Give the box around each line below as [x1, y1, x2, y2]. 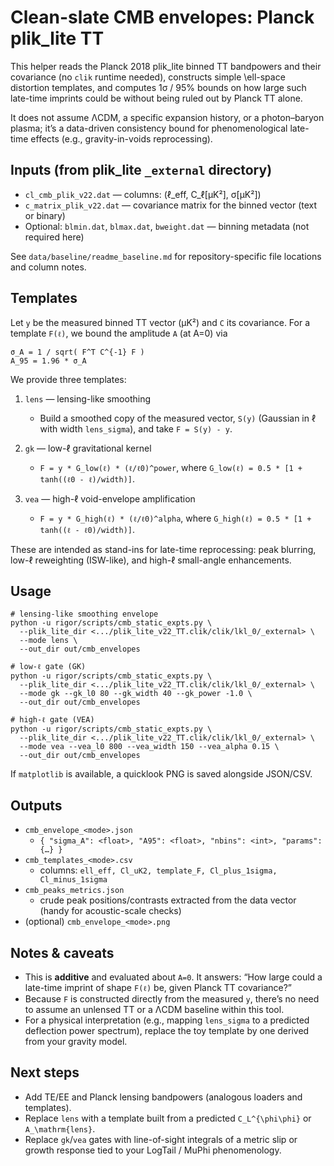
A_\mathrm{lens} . [24, 1122, 96, 1135]
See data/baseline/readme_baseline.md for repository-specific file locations [10, 250, 322, 262]
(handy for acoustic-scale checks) [39, 905, 182, 917]
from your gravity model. [24, 1036, 128, 1047]
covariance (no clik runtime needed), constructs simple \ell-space [10, 71, 286, 83]
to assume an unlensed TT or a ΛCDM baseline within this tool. [24, 1004, 285, 1015]
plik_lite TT [10, 27, 105, 50]
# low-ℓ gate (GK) [10, 662, 87, 672]
